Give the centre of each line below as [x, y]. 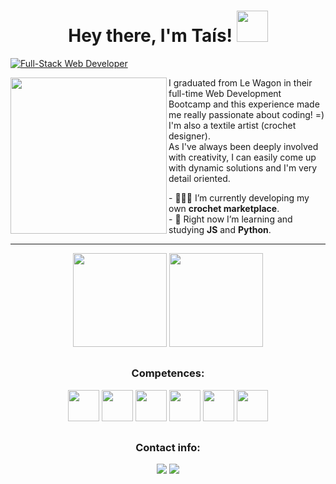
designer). [189, 136]
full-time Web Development [225, 93]
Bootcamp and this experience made [244, 104]
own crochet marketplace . [224, 208]
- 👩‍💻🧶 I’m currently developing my [239, 197]
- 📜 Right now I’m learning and [230, 219]
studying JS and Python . [220, 229]
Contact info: [168, 448]
